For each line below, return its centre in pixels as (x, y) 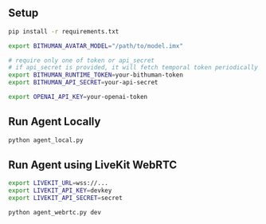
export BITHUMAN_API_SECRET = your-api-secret (83, 83)
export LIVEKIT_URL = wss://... (59, 183)
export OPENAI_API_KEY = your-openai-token (78, 97)
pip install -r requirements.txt (64, 31)
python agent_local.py (46, 140)
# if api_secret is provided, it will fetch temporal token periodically (133, 68)
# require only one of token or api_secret (82, 60)
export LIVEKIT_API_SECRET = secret (66, 198)
